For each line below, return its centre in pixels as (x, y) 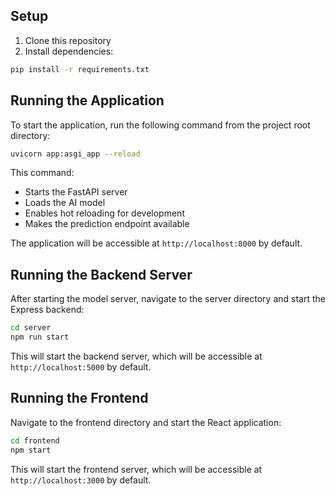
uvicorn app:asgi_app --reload (75, 154)
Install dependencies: (69, 51)
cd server (31, 328)
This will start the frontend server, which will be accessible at (136, 469)
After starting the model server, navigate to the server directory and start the (168, 299)
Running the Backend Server (101, 274)
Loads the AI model (65, 203)
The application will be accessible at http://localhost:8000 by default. (156, 243)
